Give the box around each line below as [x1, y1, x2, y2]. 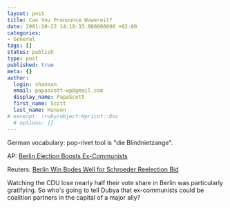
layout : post [7, 10, 45, 17]
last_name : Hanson [13, 106, 67, 113]
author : [7, 74, 30, 82]
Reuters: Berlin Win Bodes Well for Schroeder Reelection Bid [7, 165, 179, 173]
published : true [7, 62, 54, 68]
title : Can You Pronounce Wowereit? [7, 17, 113, 23]
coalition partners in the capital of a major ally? [7, 193, 140, 201]
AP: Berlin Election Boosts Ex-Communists [7, 151, 128, 160]
